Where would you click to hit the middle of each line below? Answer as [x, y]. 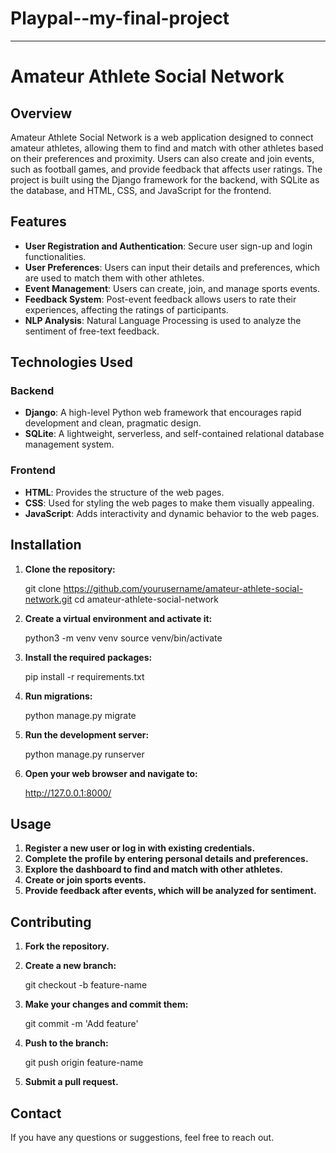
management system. [69, 444]
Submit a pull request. [71, 1082]
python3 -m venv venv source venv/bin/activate [123, 638]
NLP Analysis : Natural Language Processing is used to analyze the [163, 320]
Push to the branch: [66, 1043]
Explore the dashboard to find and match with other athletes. [153, 869]
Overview [41, 113]
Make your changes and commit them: [106, 1004]
